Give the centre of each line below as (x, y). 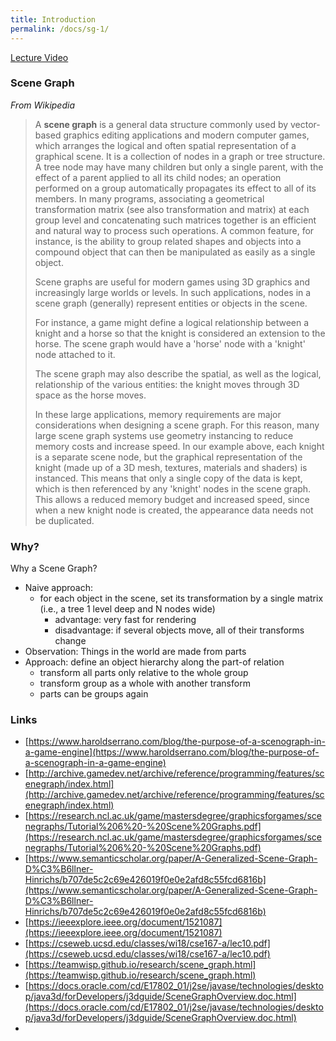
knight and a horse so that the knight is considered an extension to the (180, 333)
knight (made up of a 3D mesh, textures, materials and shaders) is (171, 467)
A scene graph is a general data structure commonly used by (161, 124)
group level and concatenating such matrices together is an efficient (175, 220)
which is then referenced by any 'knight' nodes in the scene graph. (173, 488)
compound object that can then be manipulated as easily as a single (175, 252)
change (70, 641)
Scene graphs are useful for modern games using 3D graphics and (172, 282)
